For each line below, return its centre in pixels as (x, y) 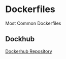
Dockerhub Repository (29, 51)
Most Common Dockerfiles (33, 23)
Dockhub (20, 39)
